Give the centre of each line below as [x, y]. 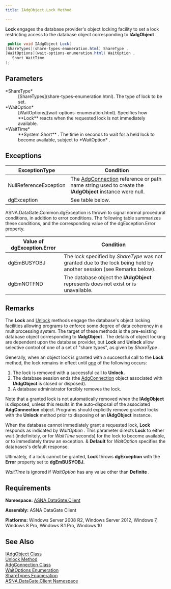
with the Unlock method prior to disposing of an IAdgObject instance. [79, 415]
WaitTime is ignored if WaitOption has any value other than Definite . [78, 472]
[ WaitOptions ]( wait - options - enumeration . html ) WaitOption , [70, 53]
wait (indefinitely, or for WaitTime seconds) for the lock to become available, [85, 436]
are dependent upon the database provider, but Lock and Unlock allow [80, 342]
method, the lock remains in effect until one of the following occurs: [76, 363]
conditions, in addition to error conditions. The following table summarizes [83, 218]
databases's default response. [37, 447]
